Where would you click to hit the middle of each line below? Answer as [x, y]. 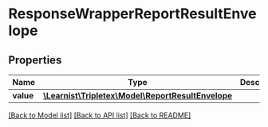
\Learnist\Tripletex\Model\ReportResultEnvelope [138, 96]
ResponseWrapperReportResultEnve [132, 14]
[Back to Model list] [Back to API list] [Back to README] [100, 115]
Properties [35, 60]
